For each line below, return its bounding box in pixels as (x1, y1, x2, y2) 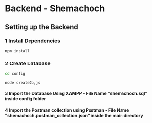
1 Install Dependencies (5, 37, 61, 44)
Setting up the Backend (5, 23, 78, 31)
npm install (5, 48, 30, 53)
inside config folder (5, 96, 46, 102)
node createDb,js (5, 80, 41, 85)
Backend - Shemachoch (5, 3, 105, 14)
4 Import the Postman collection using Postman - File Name (5, 107, 129, 113)
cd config (5, 71, 26, 76)
